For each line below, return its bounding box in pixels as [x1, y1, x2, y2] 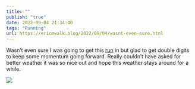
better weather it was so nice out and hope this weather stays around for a [6, 60, 189, 67]
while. [6, 65, 21, 72]
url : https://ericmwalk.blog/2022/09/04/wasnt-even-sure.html [6, 31, 163, 37]
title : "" [6, 8, 31, 15]
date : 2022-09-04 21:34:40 [6, 19, 73, 25]
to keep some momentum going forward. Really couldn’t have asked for [6, 53, 181, 60]
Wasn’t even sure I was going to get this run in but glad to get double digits [6, 47, 190, 54]
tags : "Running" [6, 25, 46, 31]
